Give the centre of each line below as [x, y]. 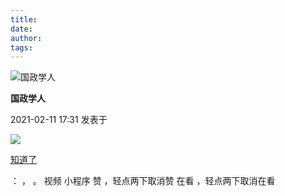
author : [26, 38]
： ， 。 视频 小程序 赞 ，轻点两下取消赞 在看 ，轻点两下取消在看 [143, 181]
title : [24, 19]
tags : [21, 47]
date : [21, 29]
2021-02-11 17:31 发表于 [59, 120]
